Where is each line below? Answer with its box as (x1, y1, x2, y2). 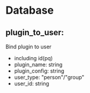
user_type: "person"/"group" (14, 74, 85, 80)
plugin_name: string (14, 61, 63, 68)
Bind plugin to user (5, 43, 52, 50)
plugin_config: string (14, 67, 65, 75)
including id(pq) (14, 55, 53, 61)
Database (5, 4, 54, 17)
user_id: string (14, 80, 50, 87)
